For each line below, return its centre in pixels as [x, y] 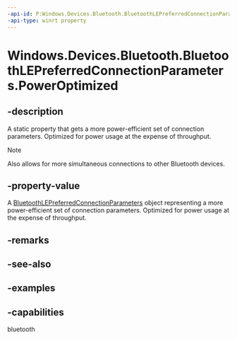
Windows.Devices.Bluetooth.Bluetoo [118, 56]
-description [35, 111]
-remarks [28, 240]
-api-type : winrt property [47, 21]
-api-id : [20, 14]
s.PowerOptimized [63, 85]
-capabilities [36, 312]
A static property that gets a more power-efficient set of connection [106, 129]
